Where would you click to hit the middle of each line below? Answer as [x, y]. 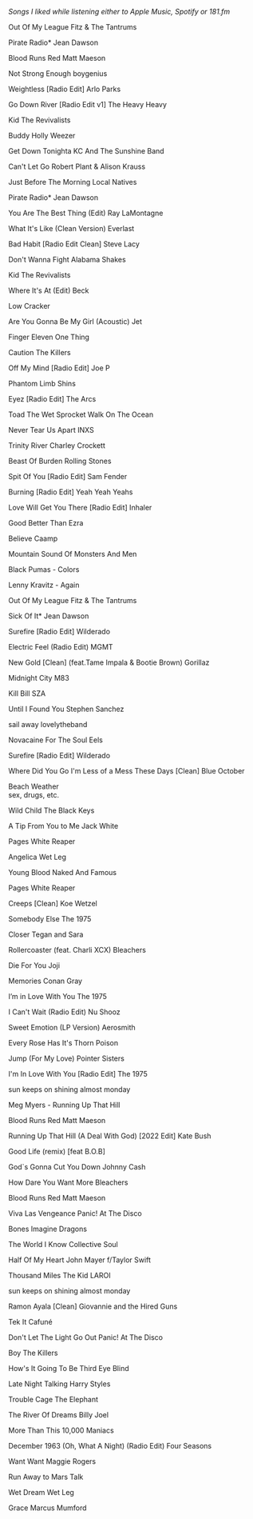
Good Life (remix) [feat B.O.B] [57, 1151]
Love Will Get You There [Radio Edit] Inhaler [80, 508]
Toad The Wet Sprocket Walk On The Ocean [81, 414]
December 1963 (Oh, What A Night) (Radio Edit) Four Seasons [110, 1446]
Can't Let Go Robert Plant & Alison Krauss [77, 166]
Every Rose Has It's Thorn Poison [63, 1043]
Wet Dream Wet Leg [41, 1492]
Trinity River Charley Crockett [57, 446]
